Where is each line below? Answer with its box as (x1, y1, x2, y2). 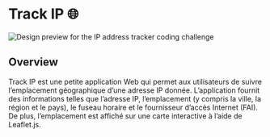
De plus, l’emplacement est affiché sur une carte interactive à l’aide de (8, 110, 243, 121)
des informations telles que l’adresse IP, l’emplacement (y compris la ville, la (8, 93, 261, 103)
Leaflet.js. (8, 119, 42, 129)
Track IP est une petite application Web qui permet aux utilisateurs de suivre (8, 77, 263, 86)
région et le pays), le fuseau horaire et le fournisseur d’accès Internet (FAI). (8, 102, 259, 112)
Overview (8, 56, 59, 69)
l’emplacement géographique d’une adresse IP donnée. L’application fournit (8, 85, 260, 95)
